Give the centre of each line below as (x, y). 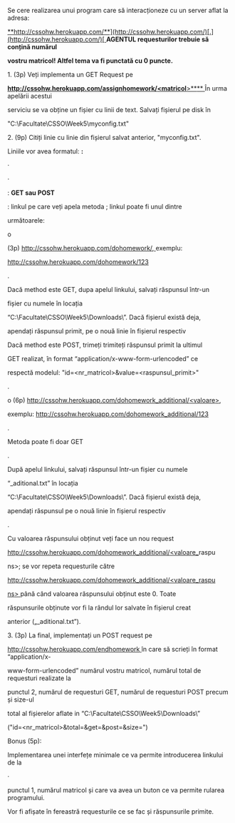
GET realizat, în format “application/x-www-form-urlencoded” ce (103, 359)
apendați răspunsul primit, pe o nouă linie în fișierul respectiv (97, 331)
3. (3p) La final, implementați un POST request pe (80, 635)
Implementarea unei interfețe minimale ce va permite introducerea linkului (115, 755)
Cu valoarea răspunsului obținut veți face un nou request (91, 539)
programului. (26, 798)
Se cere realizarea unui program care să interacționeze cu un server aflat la (118, 10)
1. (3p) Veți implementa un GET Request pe (70, 75)
